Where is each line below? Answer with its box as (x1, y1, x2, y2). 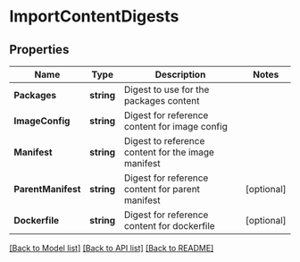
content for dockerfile (123, 220, 216, 232)
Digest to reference (123, 135, 205, 147)
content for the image (123, 146, 214, 158)
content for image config (123, 121, 228, 132)
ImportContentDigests (9, 6, 179, 27)
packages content (123, 95, 200, 106)
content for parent (123, 183, 201, 195)
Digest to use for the (123, 83, 210, 96)
